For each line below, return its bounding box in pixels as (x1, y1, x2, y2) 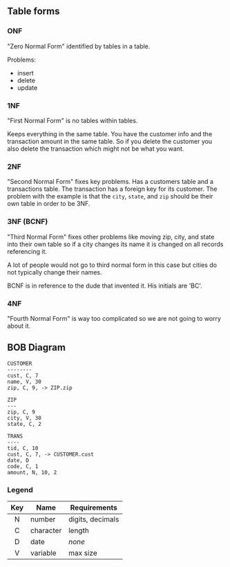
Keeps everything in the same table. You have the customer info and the (7, 129, 213, 138)
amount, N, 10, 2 (7, 469, 57, 476)
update (17, 83, 38, 92)
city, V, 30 (7, 414, 41, 421)
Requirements (70, 503, 117, 512)
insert (17, 68, 35, 77)
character (30, 526, 62, 535)
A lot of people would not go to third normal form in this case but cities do (7, 261, 218, 269)
